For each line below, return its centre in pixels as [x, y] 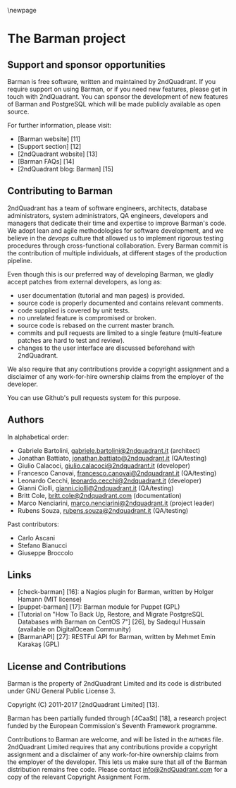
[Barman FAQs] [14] [46, 161]
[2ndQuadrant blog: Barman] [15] [66, 169]
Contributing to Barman [60, 191]
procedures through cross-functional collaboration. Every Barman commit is [118, 246]
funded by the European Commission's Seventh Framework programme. [112, 726]
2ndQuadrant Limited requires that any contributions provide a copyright [112, 747]
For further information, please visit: [59, 125]
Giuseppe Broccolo [45, 552]
